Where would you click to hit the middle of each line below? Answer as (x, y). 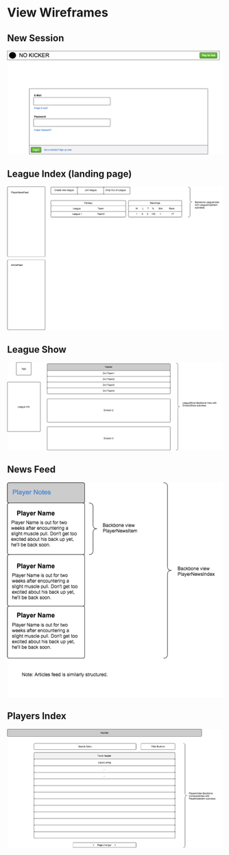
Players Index (37, 716)
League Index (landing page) (70, 174)
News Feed (32, 470)
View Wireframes (58, 13)
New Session (36, 38)
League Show (37, 349)
